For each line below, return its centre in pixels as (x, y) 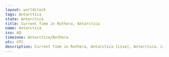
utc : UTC (14, 42)
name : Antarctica (23, 28)
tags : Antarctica (23, 14)
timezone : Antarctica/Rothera (37, 38)
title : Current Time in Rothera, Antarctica (53, 24)
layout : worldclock (26, 10)
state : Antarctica (24, 19)
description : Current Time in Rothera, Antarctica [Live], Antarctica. (82, 47)
